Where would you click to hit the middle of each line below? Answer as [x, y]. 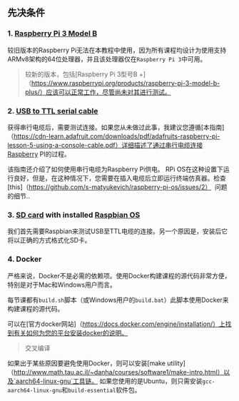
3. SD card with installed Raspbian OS [74, 215]
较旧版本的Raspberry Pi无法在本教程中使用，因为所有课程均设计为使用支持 [117, 50]
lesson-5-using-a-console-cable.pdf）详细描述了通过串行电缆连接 [105, 145]
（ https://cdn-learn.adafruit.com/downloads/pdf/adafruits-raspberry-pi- [114, 136]
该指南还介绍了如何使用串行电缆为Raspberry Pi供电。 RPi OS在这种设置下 [115, 169]
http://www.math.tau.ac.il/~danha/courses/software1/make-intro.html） [119, 372]
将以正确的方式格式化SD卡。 [49, 240]
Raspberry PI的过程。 [39, 154]
